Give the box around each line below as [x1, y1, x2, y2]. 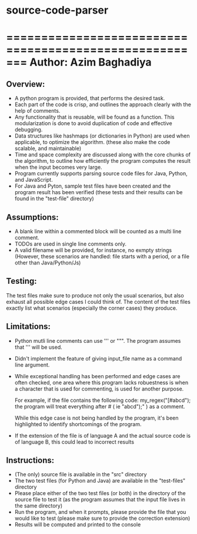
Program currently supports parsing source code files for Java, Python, [14, 170, 188, 177]
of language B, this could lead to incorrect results [14, 438, 134, 445]
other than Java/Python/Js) [14, 259, 81, 266]
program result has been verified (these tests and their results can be [14, 189, 183, 196]
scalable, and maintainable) [14, 145, 82, 152]
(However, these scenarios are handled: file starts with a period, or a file [14, 253, 190, 260]
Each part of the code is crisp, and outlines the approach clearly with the [14, 101, 191, 108]
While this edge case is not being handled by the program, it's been [14, 414, 179, 421]
